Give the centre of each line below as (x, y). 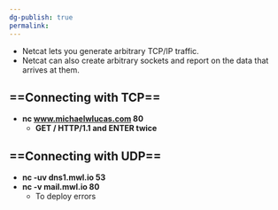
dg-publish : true (41, 17)
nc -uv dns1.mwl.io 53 (64, 177)
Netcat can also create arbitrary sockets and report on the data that (145, 60)
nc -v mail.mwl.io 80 (61, 187)
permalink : (29, 26)
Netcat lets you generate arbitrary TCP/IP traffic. (110, 51)
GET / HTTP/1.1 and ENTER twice (96, 128)
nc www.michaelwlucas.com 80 (83, 119)
